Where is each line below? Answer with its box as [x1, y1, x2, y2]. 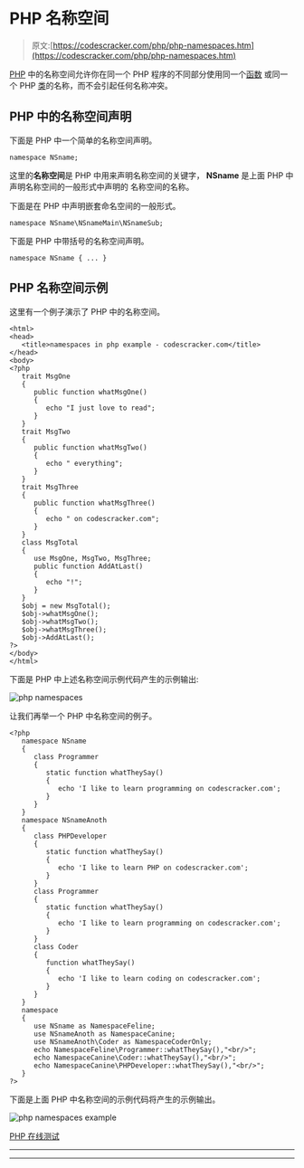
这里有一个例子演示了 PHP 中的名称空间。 [9, 306, 166, 317]
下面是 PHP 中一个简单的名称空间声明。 [9, 135, 157, 146]
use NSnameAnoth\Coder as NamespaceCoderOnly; [33, 1037, 213, 1046]
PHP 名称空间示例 [9, 280, 109, 296]
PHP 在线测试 [9, 1130, 61, 1141]
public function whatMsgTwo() [33, 442, 147, 452]
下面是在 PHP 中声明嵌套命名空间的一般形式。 [9, 200, 181, 211]
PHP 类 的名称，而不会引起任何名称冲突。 [19, 80, 174, 90]
